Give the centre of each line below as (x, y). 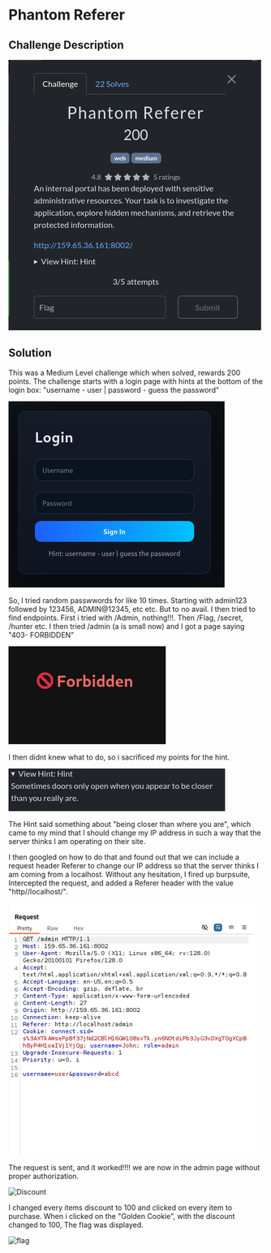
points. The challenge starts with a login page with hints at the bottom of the (136, 381)
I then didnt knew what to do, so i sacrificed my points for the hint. (119, 757)
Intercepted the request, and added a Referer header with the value (121, 883)
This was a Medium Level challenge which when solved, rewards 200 (125, 372)
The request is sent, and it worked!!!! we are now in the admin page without (134, 1167)
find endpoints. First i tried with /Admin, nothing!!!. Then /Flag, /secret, (126, 618)
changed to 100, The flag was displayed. (76, 1225)
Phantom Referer (67, 15)
